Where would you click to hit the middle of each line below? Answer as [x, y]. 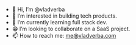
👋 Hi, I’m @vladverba [38, 9]
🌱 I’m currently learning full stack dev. [60, 22]
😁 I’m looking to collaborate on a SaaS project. [71, 29]
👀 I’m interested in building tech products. [64, 16]
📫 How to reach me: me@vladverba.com [64, 36]
